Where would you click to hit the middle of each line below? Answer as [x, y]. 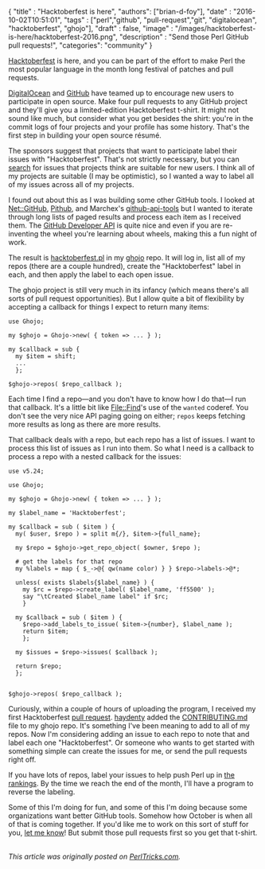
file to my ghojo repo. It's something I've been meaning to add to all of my [129, 726]
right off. [22, 760]
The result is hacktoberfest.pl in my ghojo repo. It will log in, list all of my [127, 257]
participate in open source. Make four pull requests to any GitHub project [128, 101]
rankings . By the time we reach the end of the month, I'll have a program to [131, 783]
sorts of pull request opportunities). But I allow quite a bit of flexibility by [127, 298]
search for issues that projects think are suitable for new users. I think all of [131, 168]
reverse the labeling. [42, 792]
